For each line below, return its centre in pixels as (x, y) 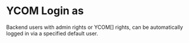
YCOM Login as (45, 11)
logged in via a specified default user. (52, 33)
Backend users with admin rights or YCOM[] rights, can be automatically (94, 27)
